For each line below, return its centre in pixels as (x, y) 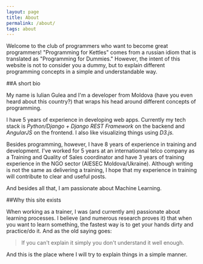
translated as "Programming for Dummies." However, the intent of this (93, 59)
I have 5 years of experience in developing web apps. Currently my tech (96, 120)
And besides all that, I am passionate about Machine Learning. (84, 188)
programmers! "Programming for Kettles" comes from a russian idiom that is (101, 53)
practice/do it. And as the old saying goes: (59, 231)
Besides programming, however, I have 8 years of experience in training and (101, 144)
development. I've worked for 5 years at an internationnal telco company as (101, 151)
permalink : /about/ (31, 23)
